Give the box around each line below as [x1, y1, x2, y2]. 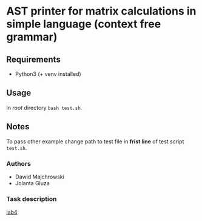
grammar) [6, 30, 58, 44]
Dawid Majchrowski [15, 173, 65, 180]
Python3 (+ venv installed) [15, 70, 82, 77]
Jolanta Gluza [15, 179, 50, 186]
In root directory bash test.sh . [6, 104, 82, 111]
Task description [6, 194, 57, 203]
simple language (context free [6, 17, 161, 31]
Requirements [6, 54, 61, 64]
